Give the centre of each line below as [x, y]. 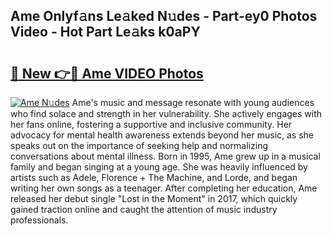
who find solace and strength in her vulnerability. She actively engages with [166, 113]
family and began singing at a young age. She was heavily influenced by [159, 167]
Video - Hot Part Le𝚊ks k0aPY [105, 32]
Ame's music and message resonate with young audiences [193, 102]
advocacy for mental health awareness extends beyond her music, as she [162, 135]
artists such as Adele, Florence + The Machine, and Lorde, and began [154, 177]
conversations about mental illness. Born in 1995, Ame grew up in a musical [165, 156]
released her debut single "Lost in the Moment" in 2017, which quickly [154, 198]
